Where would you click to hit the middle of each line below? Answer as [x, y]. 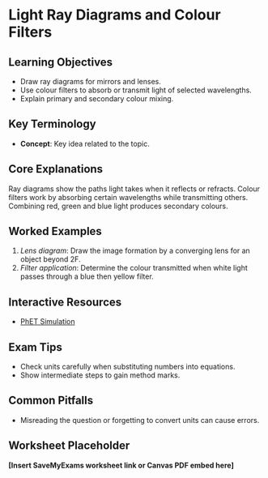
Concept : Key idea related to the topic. [85, 143]
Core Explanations [56, 169]
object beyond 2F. [50, 259]
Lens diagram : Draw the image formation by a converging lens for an [135, 251]
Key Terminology [52, 124]
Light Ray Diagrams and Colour [115, 15]
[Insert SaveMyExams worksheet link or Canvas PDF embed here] [121, 465]
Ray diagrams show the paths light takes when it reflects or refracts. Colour [134, 189]
